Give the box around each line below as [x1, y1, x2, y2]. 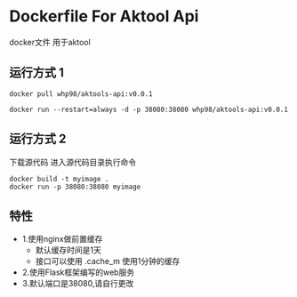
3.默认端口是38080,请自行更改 [21, 278, 134, 289]
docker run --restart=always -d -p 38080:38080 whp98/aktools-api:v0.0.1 [9, 105, 289, 114]
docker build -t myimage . [9, 174, 109, 183]
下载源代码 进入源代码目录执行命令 [9, 157, 136, 167]
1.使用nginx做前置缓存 [21, 234, 103, 245]
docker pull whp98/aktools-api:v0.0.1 [9, 89, 153, 99]
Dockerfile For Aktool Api [9, 6, 199, 27]
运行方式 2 [9, 132, 67, 147]
